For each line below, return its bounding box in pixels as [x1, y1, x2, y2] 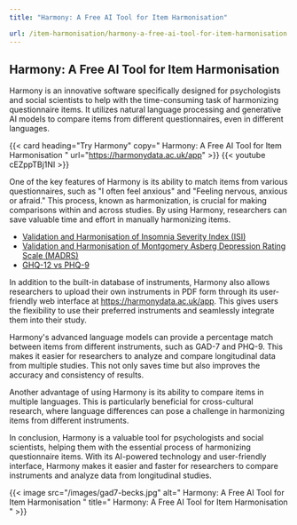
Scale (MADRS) [21, 251, 79, 261]
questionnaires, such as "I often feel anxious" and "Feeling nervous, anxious [9, 186, 288, 196]
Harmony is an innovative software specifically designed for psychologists [9, 85, 281, 96]
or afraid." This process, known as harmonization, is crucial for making [9, 195, 268, 206]
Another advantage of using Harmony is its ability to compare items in [9, 387, 264, 398]
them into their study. [9, 314, 87, 325]
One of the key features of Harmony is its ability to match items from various [9, 177, 288, 187]
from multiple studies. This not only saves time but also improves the [9, 361, 261, 371]
